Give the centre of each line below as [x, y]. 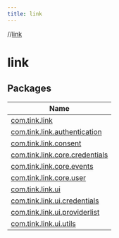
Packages [29, 89]
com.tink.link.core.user [49, 177]
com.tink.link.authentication [56, 131]
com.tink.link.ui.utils [43, 223]
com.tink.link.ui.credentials [55, 201]
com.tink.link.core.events [52, 166]
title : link [25, 14]
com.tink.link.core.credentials [60, 155]
